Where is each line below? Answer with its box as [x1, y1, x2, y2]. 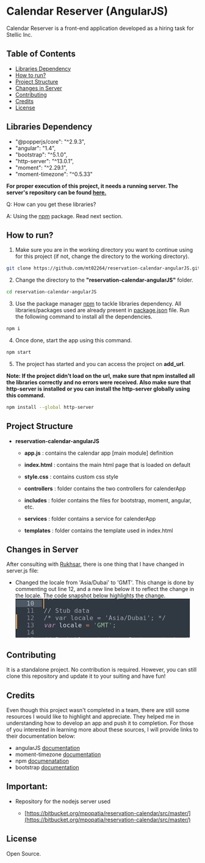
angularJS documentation [15, 744, 81, 751]
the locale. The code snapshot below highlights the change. [15, 592, 166, 600]
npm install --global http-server [6, 404, 95, 410]
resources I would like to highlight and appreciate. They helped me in [6, 713, 180, 720]
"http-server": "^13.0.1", [15, 157, 74, 164]
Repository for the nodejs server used [15, 798, 111, 805]
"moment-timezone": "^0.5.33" [15, 170, 93, 178]
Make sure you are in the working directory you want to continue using [15, 246, 193, 254]
